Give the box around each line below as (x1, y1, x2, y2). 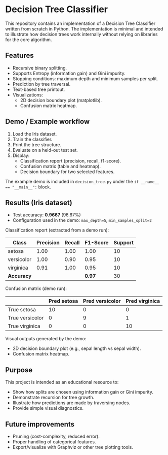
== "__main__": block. (5, 184, 52, 190)
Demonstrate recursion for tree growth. (12, 395, 95, 401)
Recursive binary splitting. (12, 64, 67, 71)
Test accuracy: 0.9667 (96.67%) (12, 212, 81, 218)
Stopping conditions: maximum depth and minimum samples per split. (12, 75, 158, 82)
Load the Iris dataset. (12, 131, 57, 137)
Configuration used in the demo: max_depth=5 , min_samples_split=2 (12, 217, 152, 223)
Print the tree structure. (12, 141, 62, 148)
